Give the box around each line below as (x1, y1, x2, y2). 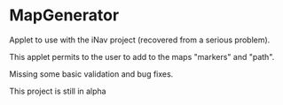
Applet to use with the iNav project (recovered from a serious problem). (9, 34, 271, 45)
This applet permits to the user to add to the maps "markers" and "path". (9, 51, 275, 62)
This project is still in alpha (9, 86, 106, 96)
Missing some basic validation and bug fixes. (9, 68, 174, 79)
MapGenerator (9, 5, 120, 26)
